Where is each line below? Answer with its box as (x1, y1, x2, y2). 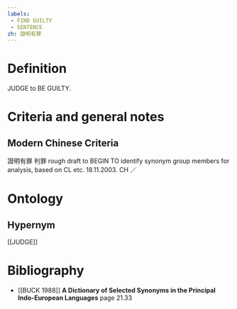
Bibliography (7, 263, 84, 279)
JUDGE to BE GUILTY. (7, 84, 72, 93)
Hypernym (7, 219, 55, 231)
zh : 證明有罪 (7, 30, 42, 38)
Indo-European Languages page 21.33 (17, 293, 133, 302)
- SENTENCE (10, 23, 43, 30)
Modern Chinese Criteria (7, 137, 119, 149)
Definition (7, 61, 67, 77)
